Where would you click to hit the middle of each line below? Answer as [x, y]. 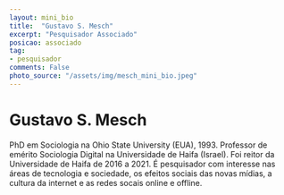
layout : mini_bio [42, 17]
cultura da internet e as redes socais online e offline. [106, 182]
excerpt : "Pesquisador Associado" [74, 34]
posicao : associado [46, 42]
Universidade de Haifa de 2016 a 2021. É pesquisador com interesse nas [142, 164]
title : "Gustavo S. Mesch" [62, 26]
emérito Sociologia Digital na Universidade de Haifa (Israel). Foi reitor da [142, 154]
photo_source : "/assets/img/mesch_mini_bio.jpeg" [104, 76]
